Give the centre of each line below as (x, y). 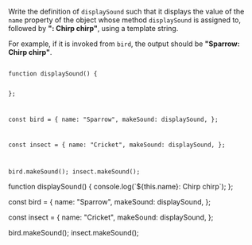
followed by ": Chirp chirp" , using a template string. (93, 28)
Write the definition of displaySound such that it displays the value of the (126, 12)
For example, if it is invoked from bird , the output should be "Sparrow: (124, 44)
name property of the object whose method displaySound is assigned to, (124, 20)
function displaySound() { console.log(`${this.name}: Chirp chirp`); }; (121, 187)
